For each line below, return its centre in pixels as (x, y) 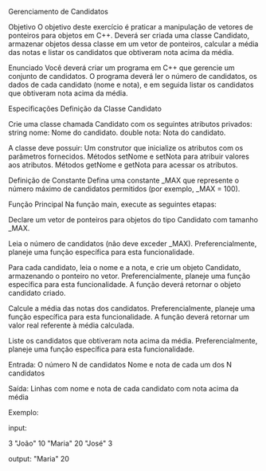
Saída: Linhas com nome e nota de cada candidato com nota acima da (123, 389)
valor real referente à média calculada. (71, 325)
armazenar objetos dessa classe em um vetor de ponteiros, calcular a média (133, 44)
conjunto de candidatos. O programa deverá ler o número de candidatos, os (133, 76)
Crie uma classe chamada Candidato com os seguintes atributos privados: (130, 124)
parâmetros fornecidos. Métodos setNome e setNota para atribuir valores (129, 156)
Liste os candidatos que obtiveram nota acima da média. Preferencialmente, (133, 341)
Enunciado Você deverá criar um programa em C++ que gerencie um (121, 68)
